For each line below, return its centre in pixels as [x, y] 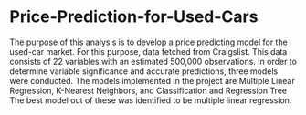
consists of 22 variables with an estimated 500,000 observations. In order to [153, 61]
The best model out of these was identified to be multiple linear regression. [151, 100]
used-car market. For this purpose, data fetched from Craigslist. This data [148, 51]
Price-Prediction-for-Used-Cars [134, 17]
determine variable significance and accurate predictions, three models [144, 71]
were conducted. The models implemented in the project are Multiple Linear [152, 80]
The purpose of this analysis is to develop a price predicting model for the [148, 42]
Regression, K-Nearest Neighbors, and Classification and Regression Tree [148, 90]
